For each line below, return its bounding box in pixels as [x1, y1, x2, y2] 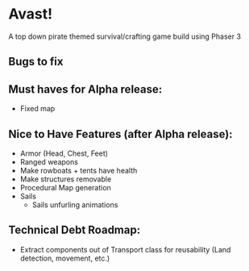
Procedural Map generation [19, 182, 111, 192]
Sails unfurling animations [31, 199, 118, 210]
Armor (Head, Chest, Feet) [19, 148, 109, 158]
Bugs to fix [8, 55, 64, 69]
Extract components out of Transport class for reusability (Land [19, 244, 231, 254]
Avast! [8, 5, 53, 23]
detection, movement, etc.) [19, 253, 110, 263]
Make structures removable [19, 174, 112, 184]
